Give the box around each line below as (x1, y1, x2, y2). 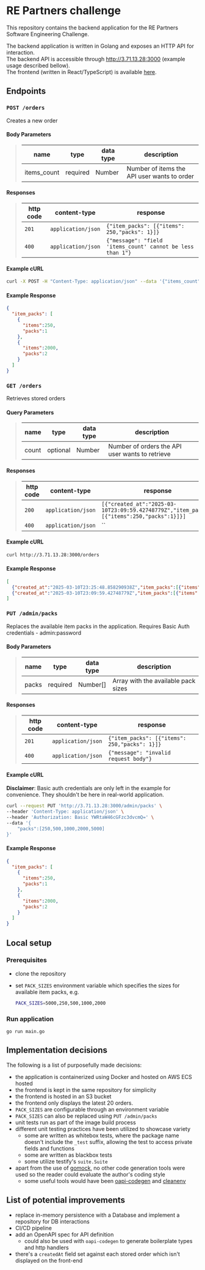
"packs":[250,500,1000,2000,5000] (17, 826, 105, 832)
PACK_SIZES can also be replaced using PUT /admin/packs (15, 1112, 157, 1119)
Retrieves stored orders (6, 395, 66, 402)
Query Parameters (6, 408, 54, 416)
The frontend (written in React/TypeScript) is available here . (6, 68, 157, 75)
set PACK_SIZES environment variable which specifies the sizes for (15, 982, 180, 989)
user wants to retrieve (108, 450, 171, 458)
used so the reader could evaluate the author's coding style (15, 1170, 166, 1178)
